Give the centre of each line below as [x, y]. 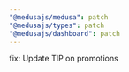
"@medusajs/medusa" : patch [59, 17]
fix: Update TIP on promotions [64, 59]
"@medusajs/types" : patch [57, 25]
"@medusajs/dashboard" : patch [65, 33]
